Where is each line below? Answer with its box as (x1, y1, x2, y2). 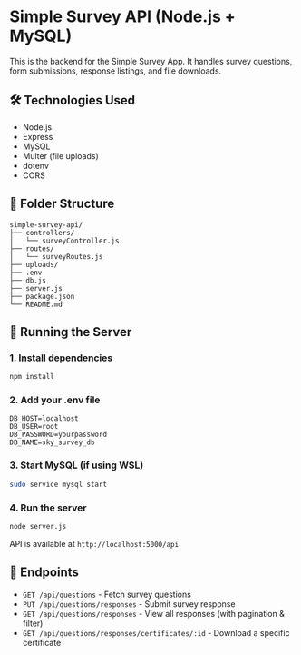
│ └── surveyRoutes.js (9, 252, 103, 261)
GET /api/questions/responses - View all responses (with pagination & (22, 608, 286, 619)
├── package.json (9, 292, 75, 301)
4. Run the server (9, 501, 87, 514)
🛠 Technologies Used (9, 93, 136, 108)
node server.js (9, 521, 67, 531)
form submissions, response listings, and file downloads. (9, 65, 222, 76)
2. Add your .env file (9, 393, 101, 406)
